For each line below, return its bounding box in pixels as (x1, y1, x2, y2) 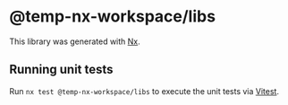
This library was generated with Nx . (9, 36, 140, 47)
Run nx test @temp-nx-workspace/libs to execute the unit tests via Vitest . (9, 85, 280, 96)
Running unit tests (9, 62, 114, 77)
